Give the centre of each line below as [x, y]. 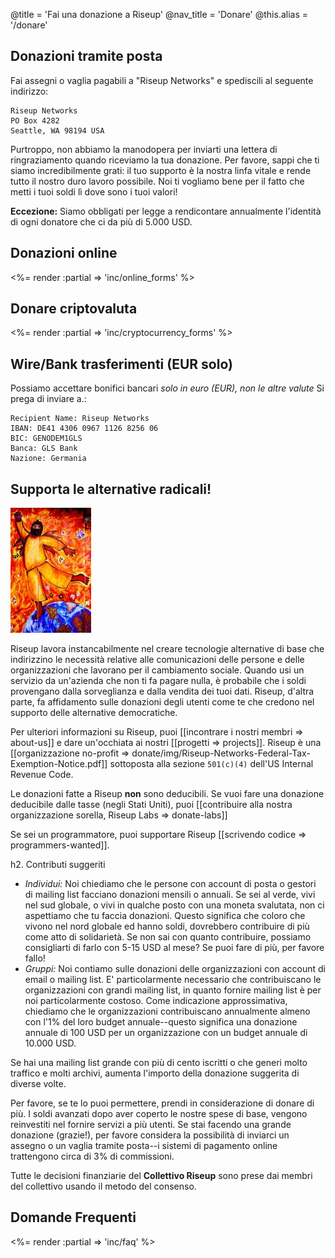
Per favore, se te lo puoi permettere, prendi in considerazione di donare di [162, 1103]
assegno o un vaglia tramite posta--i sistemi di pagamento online [144, 1146]
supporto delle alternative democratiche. [94, 713]
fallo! [35, 958]
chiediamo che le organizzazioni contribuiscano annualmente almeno [167, 1011]
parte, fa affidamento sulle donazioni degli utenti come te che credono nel [162, 702]
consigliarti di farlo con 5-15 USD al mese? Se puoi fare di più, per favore [174, 948]
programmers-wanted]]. [60, 845]
